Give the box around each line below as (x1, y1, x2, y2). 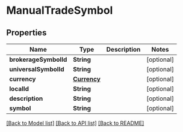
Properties (6, 28, 47, 38)
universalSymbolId (9, 65, 64, 73)
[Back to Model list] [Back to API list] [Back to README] (6, 119, 144, 127)
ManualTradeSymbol (6, 4, 113, 17)
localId (9, 85, 29, 93)
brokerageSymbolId (9, 55, 67, 64)
